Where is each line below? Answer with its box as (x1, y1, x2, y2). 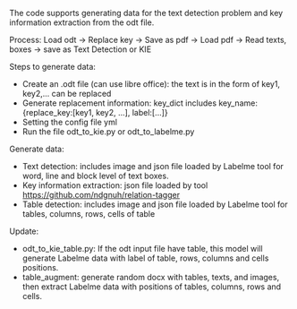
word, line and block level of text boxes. (21, 170, 169, 181)
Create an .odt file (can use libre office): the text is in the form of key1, (21, 79, 280, 89)
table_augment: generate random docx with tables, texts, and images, (21, 272, 280, 282)
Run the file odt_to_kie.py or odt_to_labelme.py (21, 126, 195, 137)
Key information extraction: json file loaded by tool (21, 180, 208, 191)
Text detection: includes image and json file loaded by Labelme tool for (21, 161, 284, 171)
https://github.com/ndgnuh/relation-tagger (21, 190, 181, 200)
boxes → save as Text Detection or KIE (9, 44, 152, 55)
